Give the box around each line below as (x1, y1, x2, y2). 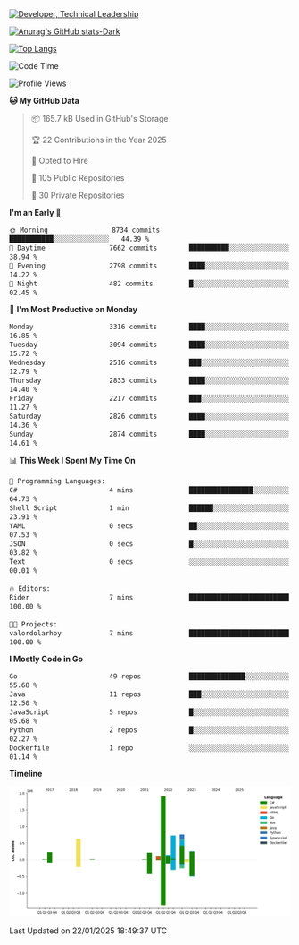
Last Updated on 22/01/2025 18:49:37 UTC (9, 925, 168, 936)
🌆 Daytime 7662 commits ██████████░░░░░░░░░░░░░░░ (9, 243, 290, 252)
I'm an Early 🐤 (9, 208, 62, 217)
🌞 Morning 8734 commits (9, 226, 161, 234)
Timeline (9, 769, 43, 779)
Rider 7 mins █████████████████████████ (9, 593, 290, 602)
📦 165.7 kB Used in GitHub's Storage (30, 114, 169, 123)
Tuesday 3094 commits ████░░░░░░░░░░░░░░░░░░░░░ (9, 340, 290, 349)
